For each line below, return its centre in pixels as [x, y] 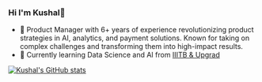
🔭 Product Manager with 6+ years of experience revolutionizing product [137, 30]
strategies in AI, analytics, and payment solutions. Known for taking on [135, 38]
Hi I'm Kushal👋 [37, 13]
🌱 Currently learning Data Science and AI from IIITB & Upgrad [120, 55]
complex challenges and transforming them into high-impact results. [131, 47]
